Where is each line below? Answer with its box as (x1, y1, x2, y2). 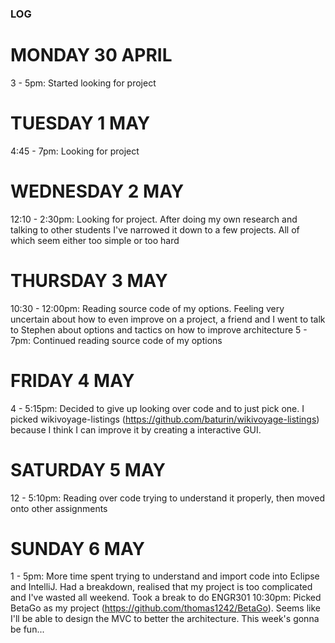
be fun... (10, 623, 45, 636)
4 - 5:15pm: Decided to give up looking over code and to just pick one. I (10, 402, 305, 414)
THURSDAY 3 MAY (10, 269, 168, 292)
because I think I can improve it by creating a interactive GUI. (10, 423, 262, 436)
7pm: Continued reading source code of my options (10, 334, 223, 346)
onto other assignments (10, 502, 108, 514)
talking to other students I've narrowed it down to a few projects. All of (10, 223, 300, 236)
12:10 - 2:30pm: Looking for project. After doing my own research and (10, 213, 298, 225)
